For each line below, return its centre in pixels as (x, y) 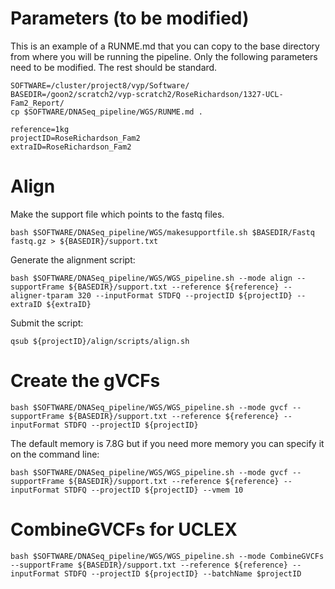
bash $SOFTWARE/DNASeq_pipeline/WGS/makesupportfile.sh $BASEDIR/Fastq (162, 232)
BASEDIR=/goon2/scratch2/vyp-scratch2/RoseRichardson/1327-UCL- (147, 94)
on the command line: (55, 454)
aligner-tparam (42, 295)
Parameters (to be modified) (130, 18)
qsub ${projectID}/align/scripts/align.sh (100, 341)
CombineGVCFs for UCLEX (124, 529)
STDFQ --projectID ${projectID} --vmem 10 (153, 490)
